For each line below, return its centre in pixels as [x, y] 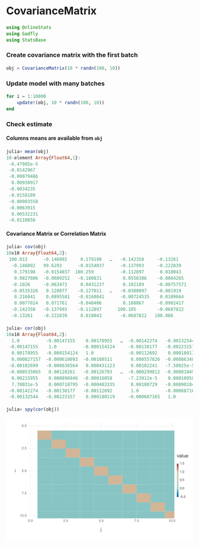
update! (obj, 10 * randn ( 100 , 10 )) [61, 103]
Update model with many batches [55, 83]
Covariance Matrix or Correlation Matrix [56, 233]
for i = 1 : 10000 [26, 97]
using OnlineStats [29, 27]
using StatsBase [26, 40]
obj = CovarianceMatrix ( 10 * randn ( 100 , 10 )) [63, 68]
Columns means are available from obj [54, 138]
